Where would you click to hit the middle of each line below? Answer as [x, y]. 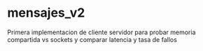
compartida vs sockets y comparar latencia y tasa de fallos [92, 39]
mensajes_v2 [46, 13]
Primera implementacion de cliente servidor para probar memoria [101, 32]
